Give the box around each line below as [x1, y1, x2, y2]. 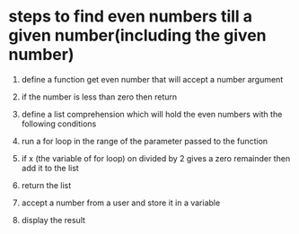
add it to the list [21, 162, 80, 173]
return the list [21, 179, 72, 190]
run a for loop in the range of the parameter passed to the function [21, 135, 268, 146]
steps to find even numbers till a [8, 6, 253, 27]
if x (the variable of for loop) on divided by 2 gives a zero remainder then [21, 152, 291, 163]
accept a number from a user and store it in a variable [21, 197, 221, 208]
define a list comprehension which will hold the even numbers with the [21, 108, 283, 119]
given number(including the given [8, 25, 267, 46]
